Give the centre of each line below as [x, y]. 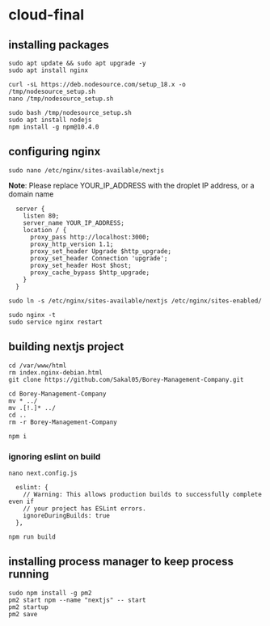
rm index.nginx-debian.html [56, 372]
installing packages [59, 45]
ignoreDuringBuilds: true [67, 515]
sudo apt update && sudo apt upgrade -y [78, 63]
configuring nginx [55, 152]
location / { [45, 230]
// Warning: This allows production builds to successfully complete [143, 494]
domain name [31, 194]
